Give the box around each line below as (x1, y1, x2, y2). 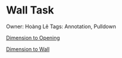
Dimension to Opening (6, 34, 60, 41)
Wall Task (6, 4, 55, 17)
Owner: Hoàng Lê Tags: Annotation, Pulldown (6, 23, 116, 30)
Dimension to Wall (6, 45, 50, 53)
